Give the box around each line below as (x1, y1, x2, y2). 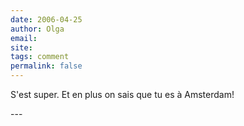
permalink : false (10, 61, 83, 71)
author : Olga (10, 24, 65, 34)
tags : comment (10, 52, 70, 62)
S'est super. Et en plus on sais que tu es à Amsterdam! (10, 89, 235, 100)
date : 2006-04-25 (10, 14, 83, 25)
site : (10, 42, 33, 53)
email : (10, 33, 38, 43)
